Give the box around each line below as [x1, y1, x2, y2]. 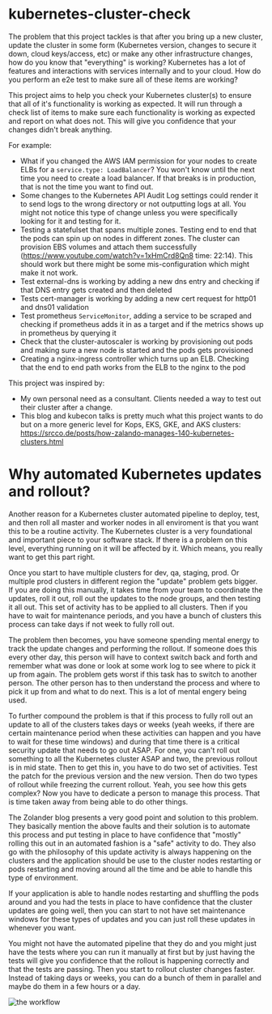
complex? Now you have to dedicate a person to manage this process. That [8, 788, 261, 798]
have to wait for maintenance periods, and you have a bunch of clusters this [8, 610, 261, 620]
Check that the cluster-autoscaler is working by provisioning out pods [19, 337, 253, 346]
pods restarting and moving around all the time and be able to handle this [8, 863, 253, 874]
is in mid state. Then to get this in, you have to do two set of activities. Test [8, 762, 257, 772]
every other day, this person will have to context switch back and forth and [8, 652, 257, 662]
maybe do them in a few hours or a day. [8, 981, 141, 991]
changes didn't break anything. [8, 125, 113, 134]
